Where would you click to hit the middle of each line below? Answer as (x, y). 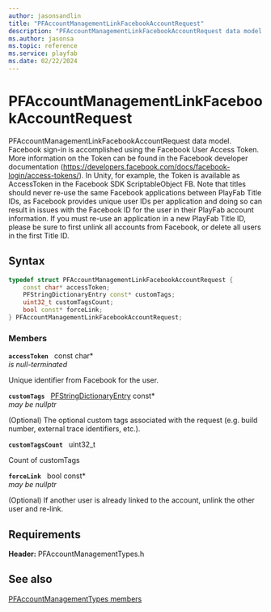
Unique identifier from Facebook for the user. (84, 380)
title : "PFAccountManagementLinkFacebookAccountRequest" (106, 24)
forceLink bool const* (47, 476)
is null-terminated (38, 365)
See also (30, 579)
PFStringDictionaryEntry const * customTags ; (99, 295)
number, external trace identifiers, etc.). (74, 429)
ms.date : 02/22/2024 (43, 62)
